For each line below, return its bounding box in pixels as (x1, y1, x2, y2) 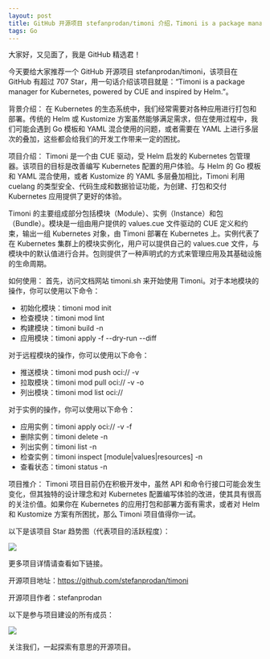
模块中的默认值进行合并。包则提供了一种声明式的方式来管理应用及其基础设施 (8, 249, 262, 258)
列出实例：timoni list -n (19, 442, 97, 451)
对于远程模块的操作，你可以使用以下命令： (8, 351, 149, 360)
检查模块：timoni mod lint (19, 313, 104, 323)
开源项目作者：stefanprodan (8, 593, 102, 603)
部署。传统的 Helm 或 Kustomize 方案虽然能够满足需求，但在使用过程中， (8, 114, 252, 124)
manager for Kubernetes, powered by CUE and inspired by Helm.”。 (8, 87, 233, 97)
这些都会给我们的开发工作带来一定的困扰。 (43, 134, 185, 144)
